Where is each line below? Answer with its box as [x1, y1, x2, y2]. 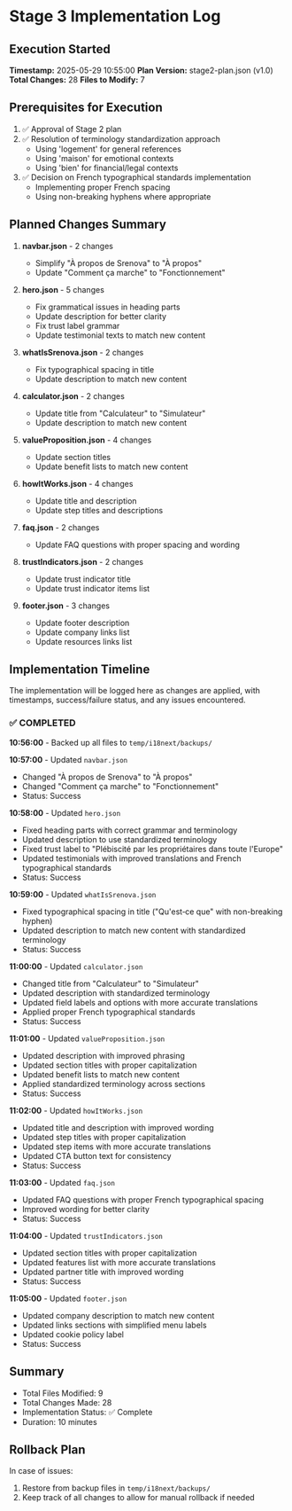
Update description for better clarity [35, 310, 166, 321]
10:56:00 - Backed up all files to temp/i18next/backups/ [9, 737, 212, 748]
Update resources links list [35, 636, 133, 646]
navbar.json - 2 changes [21, 240, 113, 251]
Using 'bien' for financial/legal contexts [35, 162, 179, 173]
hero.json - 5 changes [21, 284, 104, 294]
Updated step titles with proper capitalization [21, 1131, 187, 1142]
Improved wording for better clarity [21, 1203, 150, 1214]
